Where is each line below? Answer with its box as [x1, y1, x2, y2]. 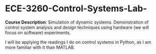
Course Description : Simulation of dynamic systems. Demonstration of [5, 19, 149, 25]
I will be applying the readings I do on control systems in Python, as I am [5, 39, 151, 45]
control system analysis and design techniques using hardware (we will [5, 24, 149, 30]
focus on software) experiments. [5, 29, 71, 35]
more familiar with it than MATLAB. [5, 44, 75, 50]
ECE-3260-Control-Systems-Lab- [5, 3, 147, 14]
